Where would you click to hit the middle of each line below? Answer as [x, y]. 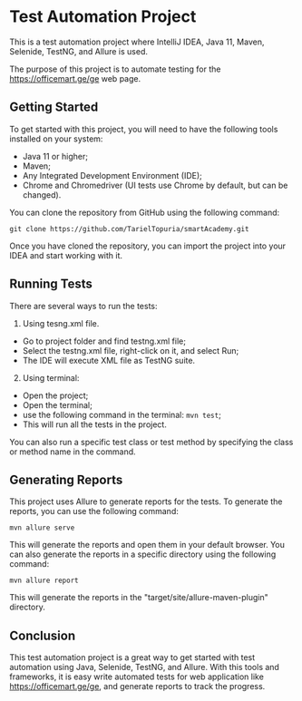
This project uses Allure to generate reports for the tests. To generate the [146, 501]
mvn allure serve [42, 528]
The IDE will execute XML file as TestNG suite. [109, 360]
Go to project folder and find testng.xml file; [104, 341]
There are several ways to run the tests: [83, 306]
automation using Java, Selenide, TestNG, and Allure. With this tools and [144, 667]
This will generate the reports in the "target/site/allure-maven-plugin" [139, 598]
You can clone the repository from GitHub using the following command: [145, 212]
